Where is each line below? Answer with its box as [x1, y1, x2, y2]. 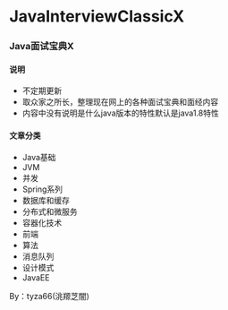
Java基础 [21, 151, 56, 162]
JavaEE [21, 271, 50, 283]
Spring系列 [21, 184, 63, 194]
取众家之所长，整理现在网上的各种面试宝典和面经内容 [21, 97, 219, 108]
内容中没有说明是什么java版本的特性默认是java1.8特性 [21, 108, 219, 118]
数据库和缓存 [21, 194, 70, 205]
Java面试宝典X [9, 40, 74, 53]
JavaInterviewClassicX [9, 6, 185, 27]
